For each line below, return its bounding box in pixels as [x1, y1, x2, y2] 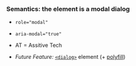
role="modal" [15, 20, 49, 26]
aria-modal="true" [15, 31, 62, 37]
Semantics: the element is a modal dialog [6, 5, 131, 13]
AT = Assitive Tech [15, 41, 63, 49]
